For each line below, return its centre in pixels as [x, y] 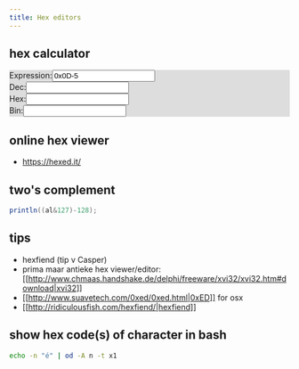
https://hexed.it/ [52, 162]
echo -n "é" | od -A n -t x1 [63, 356]
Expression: [31, 76]
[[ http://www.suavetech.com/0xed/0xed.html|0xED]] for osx [133, 297]
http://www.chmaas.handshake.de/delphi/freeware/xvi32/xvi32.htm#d [158, 278]
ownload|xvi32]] [52, 288]
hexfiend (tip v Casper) [65, 259]
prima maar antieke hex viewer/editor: [92, 269]
